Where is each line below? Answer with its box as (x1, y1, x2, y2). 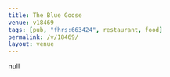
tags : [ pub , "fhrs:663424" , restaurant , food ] (8, 26, 163, 33)
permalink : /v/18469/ (8, 33, 79, 41)
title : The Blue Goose (8, 11, 82, 19)
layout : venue (8, 40, 55, 48)
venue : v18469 (8, 19, 55, 26)
